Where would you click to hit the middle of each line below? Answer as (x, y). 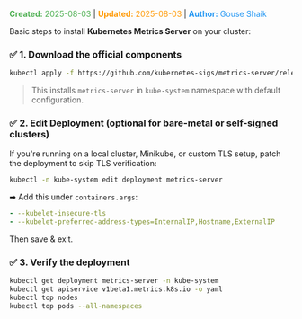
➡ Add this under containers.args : (73, 197)
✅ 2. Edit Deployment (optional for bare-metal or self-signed (144, 123)
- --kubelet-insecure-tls (58, 214)
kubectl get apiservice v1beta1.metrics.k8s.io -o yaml (116, 289)
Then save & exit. (41, 239)
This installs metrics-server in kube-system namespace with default (156, 91)
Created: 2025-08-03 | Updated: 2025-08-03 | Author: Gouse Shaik (138, 14)
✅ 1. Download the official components (96, 54)
